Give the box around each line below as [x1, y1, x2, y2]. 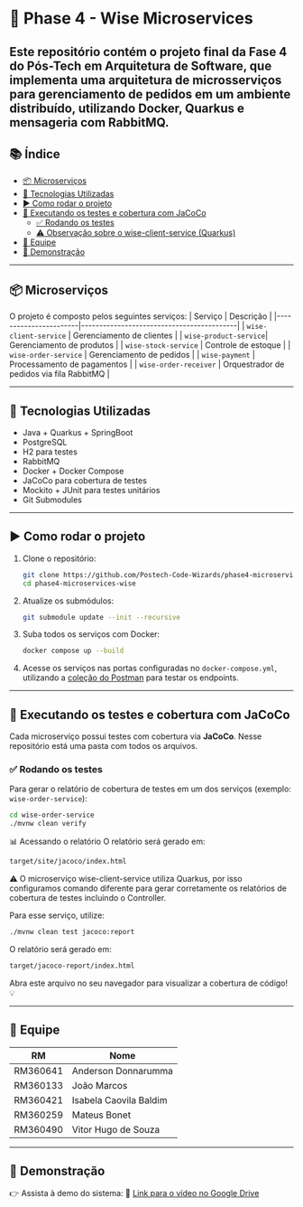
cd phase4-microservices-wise [22, 578, 137, 588]
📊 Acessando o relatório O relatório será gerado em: [9, 836, 206, 847]
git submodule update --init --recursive [22, 613, 181, 622]
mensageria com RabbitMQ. [9, 115, 170, 130]
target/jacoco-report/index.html [9, 961, 135, 970]
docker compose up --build [22, 646, 124, 656]
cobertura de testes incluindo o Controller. [9, 893, 167, 903]
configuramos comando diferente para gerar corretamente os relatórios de [9, 883, 287, 894]
